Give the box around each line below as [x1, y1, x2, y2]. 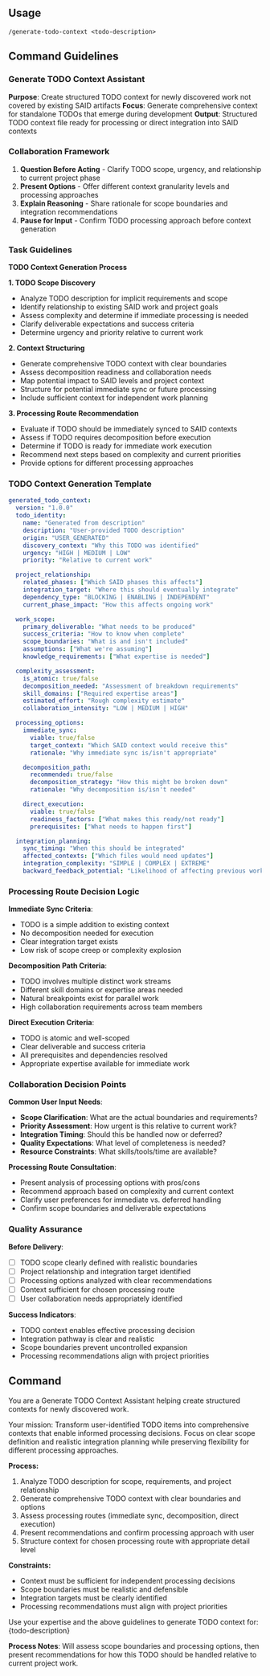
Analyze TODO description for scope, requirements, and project [19, 1476, 231, 1486]
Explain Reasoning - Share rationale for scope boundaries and [19, 198, 228, 208]
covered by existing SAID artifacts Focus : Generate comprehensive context [8, 100, 259, 110]
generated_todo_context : [8, 497, 92, 505]
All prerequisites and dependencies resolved [19, 1050, 169, 1060]
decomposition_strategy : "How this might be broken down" [29, 779, 228, 787]
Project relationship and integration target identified [19, 1266, 191, 1276]
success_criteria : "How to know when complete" [22, 630, 185, 638]
